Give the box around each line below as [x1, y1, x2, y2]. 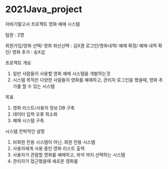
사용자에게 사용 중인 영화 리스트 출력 [12, 145, 85, 151]
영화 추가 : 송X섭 [12, 49, 45, 55]
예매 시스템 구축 [12, 117, 44, 123]
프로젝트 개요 [5, 59, 31, 65]
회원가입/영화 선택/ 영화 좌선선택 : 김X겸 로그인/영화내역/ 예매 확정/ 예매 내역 [5, 42, 157, 49]
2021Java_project [5, 4, 82, 15]
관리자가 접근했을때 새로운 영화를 [12, 158, 78, 164]
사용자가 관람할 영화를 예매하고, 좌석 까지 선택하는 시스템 [12, 151, 125, 158]
